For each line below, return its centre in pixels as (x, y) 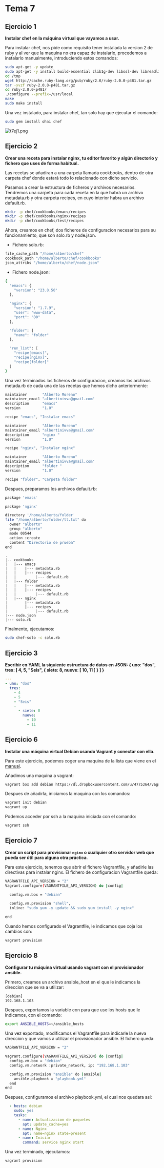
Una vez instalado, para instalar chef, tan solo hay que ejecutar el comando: (81, 112)
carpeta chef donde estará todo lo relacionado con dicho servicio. (72, 178)
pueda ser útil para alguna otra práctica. (47, 858)
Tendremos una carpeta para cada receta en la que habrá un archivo (74, 192)
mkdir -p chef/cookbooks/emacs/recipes (46, 212)
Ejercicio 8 (21, 955)
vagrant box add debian (29, 784)
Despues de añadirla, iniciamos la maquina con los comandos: (68, 794)
